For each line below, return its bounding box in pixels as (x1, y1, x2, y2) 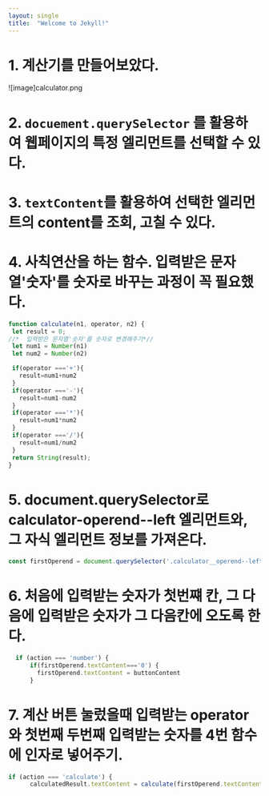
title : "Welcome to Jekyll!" (8, 19, 110, 27)
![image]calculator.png (8, 83, 82, 93)
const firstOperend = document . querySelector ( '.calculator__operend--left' (8, 557, 267, 565)
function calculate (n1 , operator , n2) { (8, 320, 146, 328)
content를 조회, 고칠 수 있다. (37, 213, 216, 231)
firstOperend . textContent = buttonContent (37, 669, 181, 677)
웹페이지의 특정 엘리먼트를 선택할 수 (24, 134, 245, 152)
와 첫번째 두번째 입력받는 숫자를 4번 (8, 726, 228, 744)
